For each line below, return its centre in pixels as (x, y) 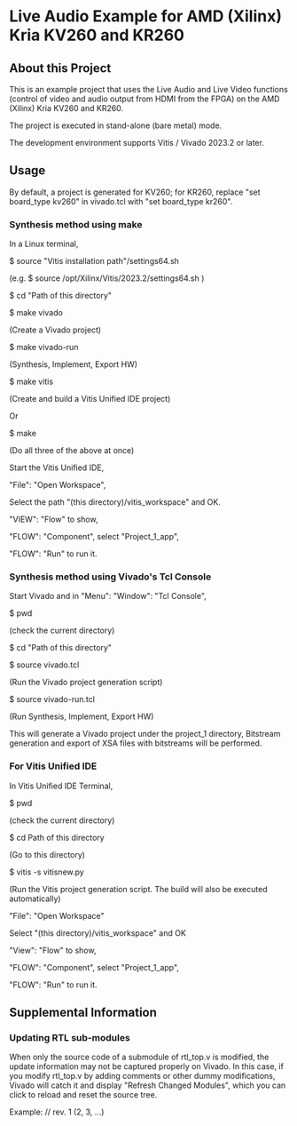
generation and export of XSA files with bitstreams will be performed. (136, 743)
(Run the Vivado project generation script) (86, 683)
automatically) (35, 898)
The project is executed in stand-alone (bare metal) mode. (116, 125)
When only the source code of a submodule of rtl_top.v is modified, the (139, 1057)
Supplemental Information (83, 1013)
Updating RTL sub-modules (70, 1038)
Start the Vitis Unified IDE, (57, 467)
